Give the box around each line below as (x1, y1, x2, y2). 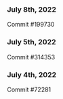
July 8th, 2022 (7, 5, 56, 14)
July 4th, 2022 (7, 70, 57, 79)
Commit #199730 (7, 20, 55, 29)
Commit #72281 (7, 85, 51, 94)
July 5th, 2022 (7, 38, 56, 47)
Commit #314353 (7, 53, 56, 61)
